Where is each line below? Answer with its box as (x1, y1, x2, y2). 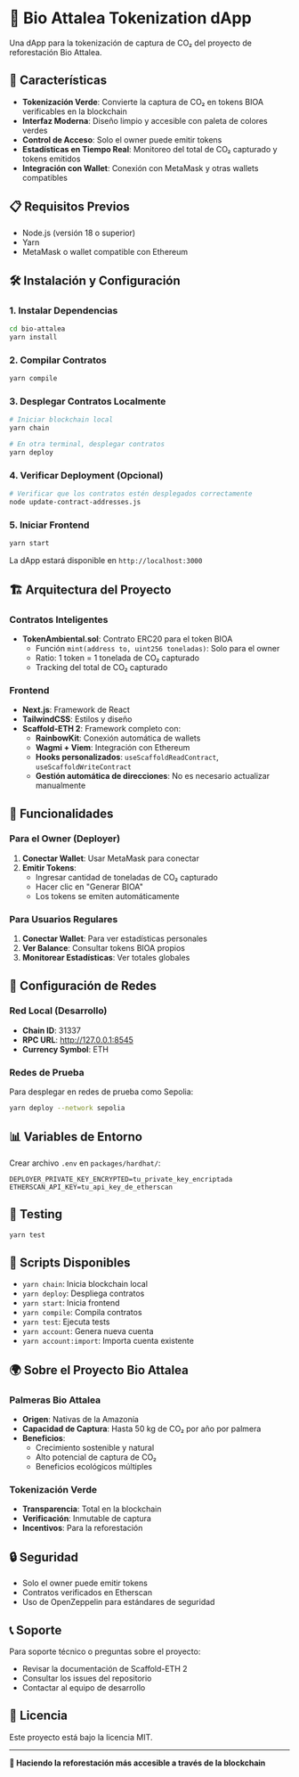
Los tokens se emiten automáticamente (35, 890, 180, 901)
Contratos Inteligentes (9, 613, 109, 626)
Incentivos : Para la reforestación (21, 1523, 143, 1534)
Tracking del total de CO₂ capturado (35, 661, 168, 672)
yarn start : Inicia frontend (21, 1298, 120, 1308)
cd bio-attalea (9, 324, 66, 333)
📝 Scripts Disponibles (9, 1255, 131, 1270)
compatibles (21, 172, 69, 183)
